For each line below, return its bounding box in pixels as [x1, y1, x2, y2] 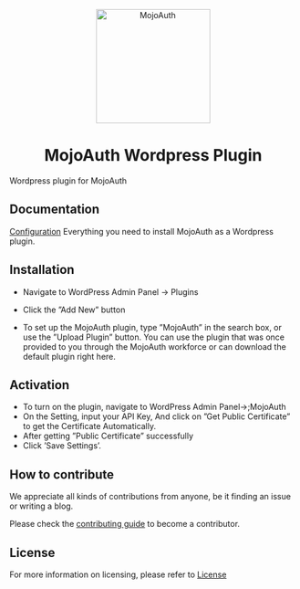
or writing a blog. [9, 500, 74, 511]
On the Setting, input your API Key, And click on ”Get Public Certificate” [22, 411, 291, 422]
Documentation [9, 202, 100, 217]
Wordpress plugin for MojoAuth [9, 174, 128, 186]
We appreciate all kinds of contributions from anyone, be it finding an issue [9, 491, 292, 502]
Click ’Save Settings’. [22, 440, 102, 451]
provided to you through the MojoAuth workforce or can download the [22, 341, 287, 352]
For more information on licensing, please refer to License [9, 569, 227, 580]
